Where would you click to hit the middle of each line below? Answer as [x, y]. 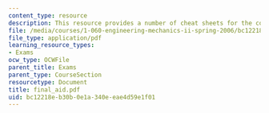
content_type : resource [48, 16]
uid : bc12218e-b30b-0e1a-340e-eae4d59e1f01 [82, 97]
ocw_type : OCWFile [39, 60]
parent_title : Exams [43, 68]
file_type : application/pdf [55, 38]
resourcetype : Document [48, 82]
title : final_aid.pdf [44, 90]
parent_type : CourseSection [55, 75]
